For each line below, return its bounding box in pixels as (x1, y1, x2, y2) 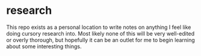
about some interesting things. (6, 43, 82, 50)
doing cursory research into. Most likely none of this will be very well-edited (6, 30, 195, 37)
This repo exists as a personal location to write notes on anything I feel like (6, 23, 191, 31)
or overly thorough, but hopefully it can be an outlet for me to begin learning (6, 36, 196, 43)
